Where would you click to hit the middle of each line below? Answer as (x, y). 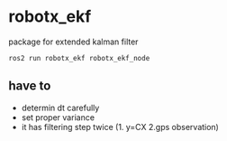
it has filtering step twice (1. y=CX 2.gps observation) (120, 127)
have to (30, 86)
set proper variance (58, 117)
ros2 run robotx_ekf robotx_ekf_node (79, 58)
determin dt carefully (60, 108)
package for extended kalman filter (73, 42)
